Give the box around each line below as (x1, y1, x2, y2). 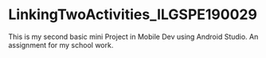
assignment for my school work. (8, 40, 114, 49)
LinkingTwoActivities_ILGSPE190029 (8, 6, 257, 24)
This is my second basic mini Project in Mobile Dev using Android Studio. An (8, 32, 259, 41)
